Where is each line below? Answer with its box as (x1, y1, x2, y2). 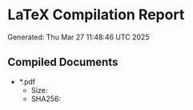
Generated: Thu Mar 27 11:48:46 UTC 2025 (7, 32, 150, 42)
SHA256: (30, 94, 62, 104)
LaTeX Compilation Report (7, 6, 185, 24)
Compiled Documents (7, 55, 119, 69)
